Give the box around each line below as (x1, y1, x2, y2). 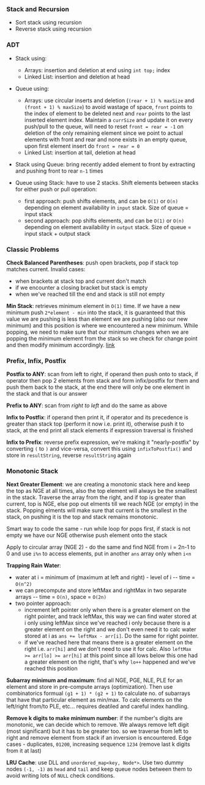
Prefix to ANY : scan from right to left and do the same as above (6, 402, 167, 409)
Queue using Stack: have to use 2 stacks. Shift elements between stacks (15, 179, 199, 186)
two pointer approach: (15, 599, 72, 607)
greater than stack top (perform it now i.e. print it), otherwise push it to (6, 420, 185, 427)
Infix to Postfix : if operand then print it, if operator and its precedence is (6, 414, 188, 421)
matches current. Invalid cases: (6, 265, 86, 272)
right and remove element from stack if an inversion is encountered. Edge (6, 734, 192, 742)
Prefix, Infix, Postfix (6, 356, 66, 365)
